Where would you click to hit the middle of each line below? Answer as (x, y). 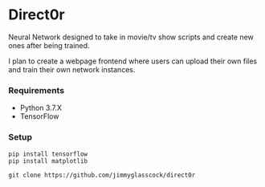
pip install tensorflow (48, 154)
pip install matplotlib (48, 161)
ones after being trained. (49, 45)
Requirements (37, 90)
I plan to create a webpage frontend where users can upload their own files (133, 61)
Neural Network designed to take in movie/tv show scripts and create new (131, 37)
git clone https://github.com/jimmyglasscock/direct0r (102, 175)
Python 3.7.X (41, 108)
